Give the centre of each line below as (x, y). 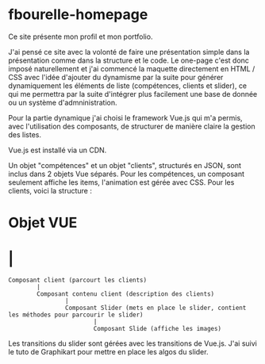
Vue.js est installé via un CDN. (58, 150)
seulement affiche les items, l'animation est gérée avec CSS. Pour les (121, 182)
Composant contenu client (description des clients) (126, 294)
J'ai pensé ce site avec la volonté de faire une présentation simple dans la (129, 52)
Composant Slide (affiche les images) (157, 329)
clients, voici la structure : (50, 190)
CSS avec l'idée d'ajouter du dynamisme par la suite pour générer (116, 77)
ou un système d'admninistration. (63, 102)
